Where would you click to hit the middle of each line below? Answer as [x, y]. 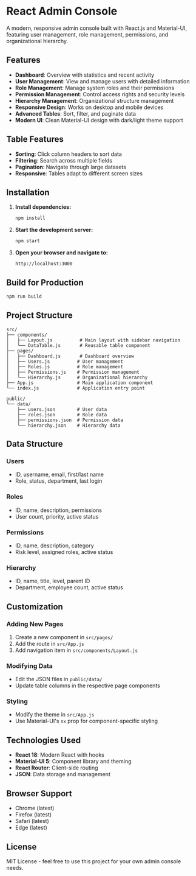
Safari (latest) [32, 821]
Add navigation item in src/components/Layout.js [76, 650]
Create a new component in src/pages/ [64, 637]
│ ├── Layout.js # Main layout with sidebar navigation [93, 340]
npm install [30, 218]
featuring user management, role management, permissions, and [87, 34]
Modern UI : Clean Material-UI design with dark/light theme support [99, 120]
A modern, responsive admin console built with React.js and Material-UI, [97, 28]
